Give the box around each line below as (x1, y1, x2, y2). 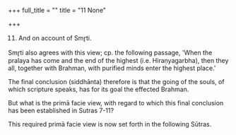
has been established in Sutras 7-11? (8, 106, 114, 115)
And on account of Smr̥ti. (18, 34, 92, 42)
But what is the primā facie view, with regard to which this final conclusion (8, 99, 224, 107)
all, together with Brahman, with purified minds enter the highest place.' (8, 64, 216, 72)
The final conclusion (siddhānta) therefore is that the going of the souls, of (8, 78, 225, 86)
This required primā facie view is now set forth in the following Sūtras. (8, 120, 212, 128)
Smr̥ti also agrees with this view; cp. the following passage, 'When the (8, 49, 213, 57)
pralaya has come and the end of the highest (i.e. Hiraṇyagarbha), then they (8, 57, 229, 64)
